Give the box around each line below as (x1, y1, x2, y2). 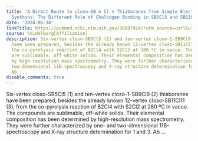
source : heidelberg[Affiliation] (6, 31, 88, 37)
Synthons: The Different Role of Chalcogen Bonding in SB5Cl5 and (11, 14, 178, 20)
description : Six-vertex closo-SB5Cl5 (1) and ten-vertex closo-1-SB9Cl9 (6, 36, 192, 42)
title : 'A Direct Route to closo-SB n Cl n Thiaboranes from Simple (6, 8, 178, 15)
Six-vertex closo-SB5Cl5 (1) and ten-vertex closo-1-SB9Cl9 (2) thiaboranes (6, 91, 189, 98)
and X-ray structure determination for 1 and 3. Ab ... (41, 128, 166, 136)
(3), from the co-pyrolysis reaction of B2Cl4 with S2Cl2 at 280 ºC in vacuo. (6, 103, 189, 110)
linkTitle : (6, 25, 33, 31)
